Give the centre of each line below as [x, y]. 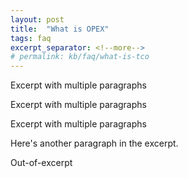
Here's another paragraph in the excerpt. [94, 143]
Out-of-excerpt [41, 163]
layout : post [37, 19]
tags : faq [31, 38]
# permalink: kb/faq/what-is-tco [80, 57]
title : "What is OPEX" [60, 29]
